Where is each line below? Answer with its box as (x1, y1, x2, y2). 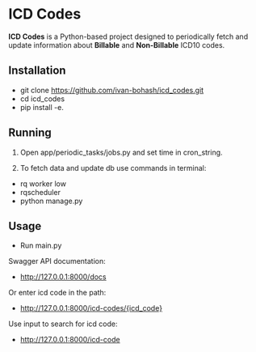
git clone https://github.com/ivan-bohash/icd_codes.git (19, 85, 204, 95)
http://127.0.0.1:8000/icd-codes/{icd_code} (19, 303, 163, 313)
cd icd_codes (19, 94, 65, 104)
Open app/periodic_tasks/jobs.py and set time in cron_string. (19, 147, 224, 157)
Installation (8, 64, 66, 78)
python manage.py (19, 196, 83, 206)
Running (8, 126, 52, 140)
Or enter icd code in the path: (8, 288, 107, 298)
